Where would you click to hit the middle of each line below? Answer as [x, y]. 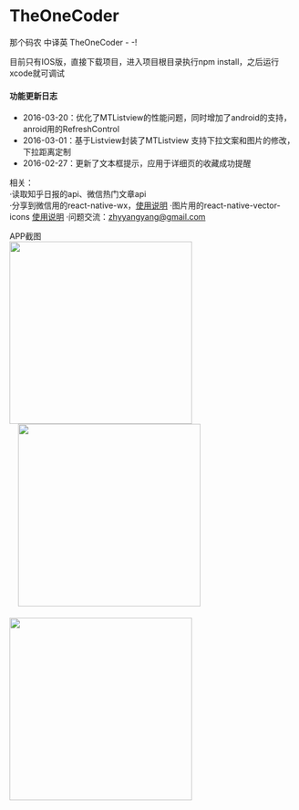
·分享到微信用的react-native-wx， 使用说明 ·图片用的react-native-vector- [145, 205]
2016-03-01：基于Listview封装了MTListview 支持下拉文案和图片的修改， [159, 140]
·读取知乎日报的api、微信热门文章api [78, 194]
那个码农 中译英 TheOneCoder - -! [73, 42]
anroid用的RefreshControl [71, 130]
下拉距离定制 [46, 152]
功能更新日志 [33, 96]
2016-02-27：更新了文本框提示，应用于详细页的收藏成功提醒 [137, 163]
